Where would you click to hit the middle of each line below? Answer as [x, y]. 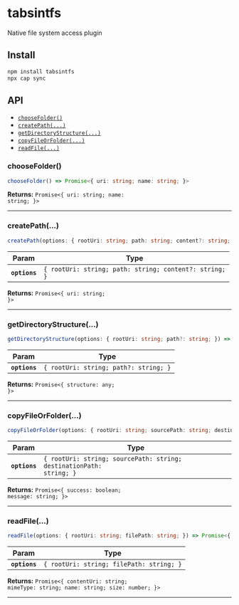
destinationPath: [73, 466]
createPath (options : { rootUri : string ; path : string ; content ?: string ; [119, 241]
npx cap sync [27, 78]
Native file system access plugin [55, 33]
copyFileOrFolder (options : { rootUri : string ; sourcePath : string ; [110, 431]
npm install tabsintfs [41, 72]
